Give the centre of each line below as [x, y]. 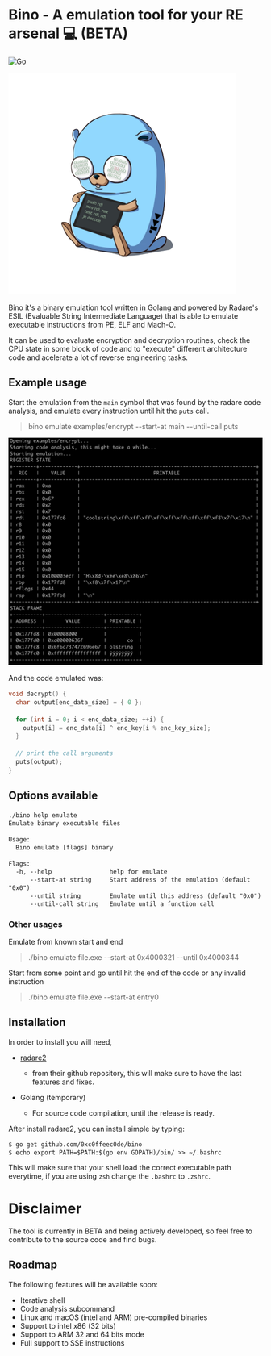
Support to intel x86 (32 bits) [68, 1325]
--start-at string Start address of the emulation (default [140, 880]
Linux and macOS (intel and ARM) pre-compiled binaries [114, 1317]
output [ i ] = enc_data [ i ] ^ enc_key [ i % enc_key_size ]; [117, 728]
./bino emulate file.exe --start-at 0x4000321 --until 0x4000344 [133, 957]
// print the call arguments [65, 753]
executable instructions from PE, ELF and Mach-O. [92, 324]
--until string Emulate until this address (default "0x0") [146, 896]
